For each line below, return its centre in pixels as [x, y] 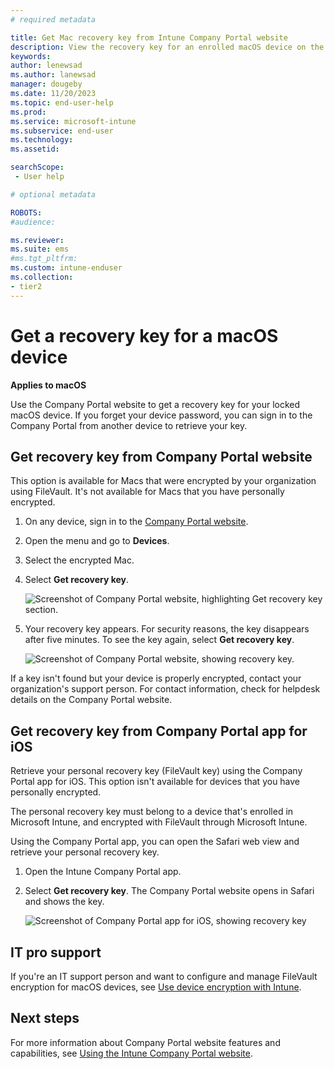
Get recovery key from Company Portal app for [159, 731]
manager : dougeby [46, 84]
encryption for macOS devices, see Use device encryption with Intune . [156, 987]
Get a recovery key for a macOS [144, 335]
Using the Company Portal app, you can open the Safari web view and [155, 842]
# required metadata [53, 19]
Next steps [45, 1018]
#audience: [33, 222]
